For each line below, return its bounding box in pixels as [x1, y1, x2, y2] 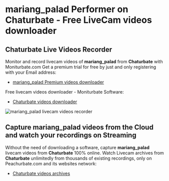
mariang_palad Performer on [5, 4, 129, 15]
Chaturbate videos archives [12, 170, 71, 176]
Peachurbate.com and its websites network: [5, 160, 97, 166]
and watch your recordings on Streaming [5, 131, 137, 140]
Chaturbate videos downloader [12, 99, 77, 105]
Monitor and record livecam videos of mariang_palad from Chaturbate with [5, 59, 163, 64]
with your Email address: [5, 69, 57, 75]
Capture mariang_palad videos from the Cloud [5, 123, 154, 132]
